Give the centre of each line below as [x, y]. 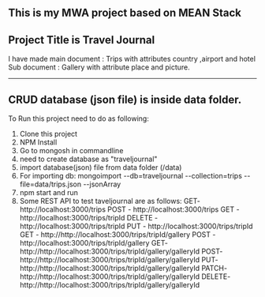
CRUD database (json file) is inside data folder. [125, 99]
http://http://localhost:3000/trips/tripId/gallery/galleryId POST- [121, 251]
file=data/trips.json [50, 184]
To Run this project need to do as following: [79, 118]
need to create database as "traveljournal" [88, 159]
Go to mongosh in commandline [71, 151]
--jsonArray [102, 184]
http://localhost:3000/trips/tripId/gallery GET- [93, 243]
